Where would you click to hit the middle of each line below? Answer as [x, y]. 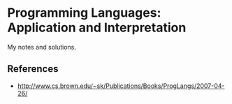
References [33, 69]
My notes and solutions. [42, 47]
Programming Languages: [84, 13]
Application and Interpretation [97, 28]
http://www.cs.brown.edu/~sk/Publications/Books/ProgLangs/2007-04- [121, 86]
